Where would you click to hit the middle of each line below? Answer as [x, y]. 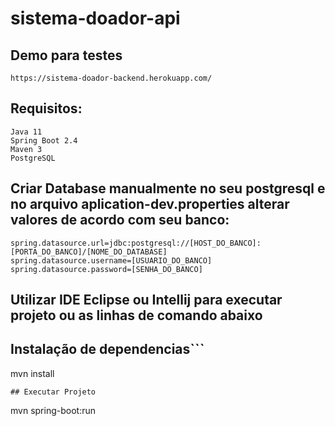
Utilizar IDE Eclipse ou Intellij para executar [146, 300]
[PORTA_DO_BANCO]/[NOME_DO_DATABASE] [89, 252]
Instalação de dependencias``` [107, 349]
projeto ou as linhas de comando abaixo [136, 315]
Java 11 [26, 132]
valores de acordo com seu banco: [120, 220]
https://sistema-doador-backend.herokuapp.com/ [111, 78]
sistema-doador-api [95, 18]
